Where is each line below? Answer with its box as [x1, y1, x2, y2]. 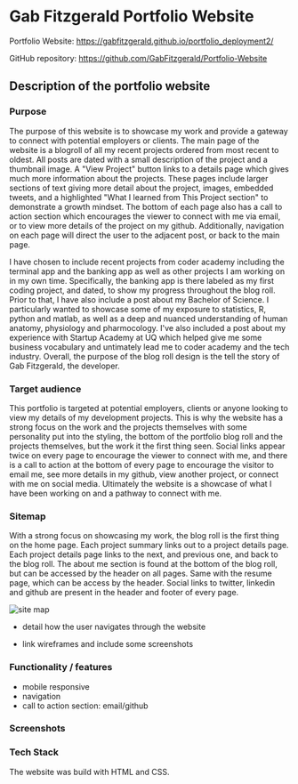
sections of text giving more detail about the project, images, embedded [9, 182, 274, 193]
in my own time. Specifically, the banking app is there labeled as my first [9, 275, 274, 286]
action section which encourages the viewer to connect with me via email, [9, 211, 281, 222]
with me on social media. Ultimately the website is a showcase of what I [9, 478, 272, 489]
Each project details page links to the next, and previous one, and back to [9, 549, 278, 560]
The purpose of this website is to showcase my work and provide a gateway [9, 125, 289, 136]
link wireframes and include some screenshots [21, 639, 194, 650]
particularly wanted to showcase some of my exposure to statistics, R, [9, 303, 267, 314]
